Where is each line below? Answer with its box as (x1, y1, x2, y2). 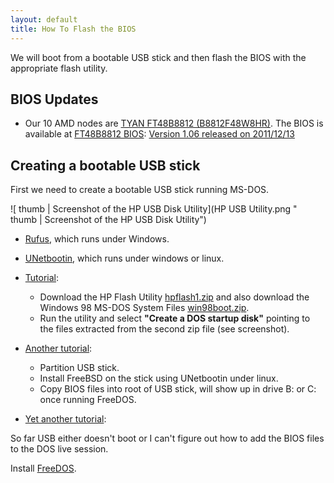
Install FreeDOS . (10, 462, 77, 475)
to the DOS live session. (10, 443, 109, 455)
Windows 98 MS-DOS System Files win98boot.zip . (39, 302, 250, 314)
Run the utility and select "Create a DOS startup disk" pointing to (39, 312, 311, 325)
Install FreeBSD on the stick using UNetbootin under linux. (39, 372, 279, 385)
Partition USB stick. (39, 362, 120, 374)
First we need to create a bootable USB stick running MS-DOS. (10, 184, 270, 196)
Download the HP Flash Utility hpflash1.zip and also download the (39, 291, 310, 303)
